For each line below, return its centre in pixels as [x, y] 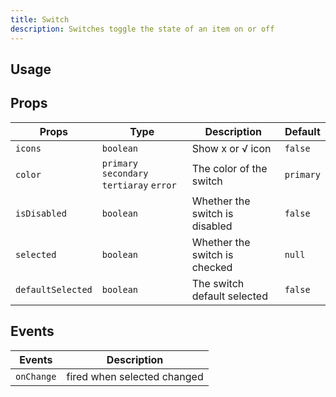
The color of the [229, 168]
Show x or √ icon [231, 148]
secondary [125, 173]
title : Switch [40, 19]
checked [212, 267]
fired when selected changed [135, 376]
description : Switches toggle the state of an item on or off [142, 29]
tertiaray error [139, 185]
